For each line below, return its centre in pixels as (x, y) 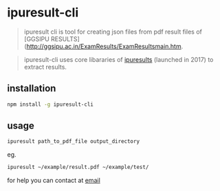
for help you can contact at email (54, 181)
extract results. (45, 67)
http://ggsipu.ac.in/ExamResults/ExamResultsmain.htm (104, 46)
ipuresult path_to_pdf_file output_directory (73, 142)
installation (32, 88)
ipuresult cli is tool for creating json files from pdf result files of (113, 32)
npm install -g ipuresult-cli (51, 104)
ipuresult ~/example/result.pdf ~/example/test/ (78, 167)
